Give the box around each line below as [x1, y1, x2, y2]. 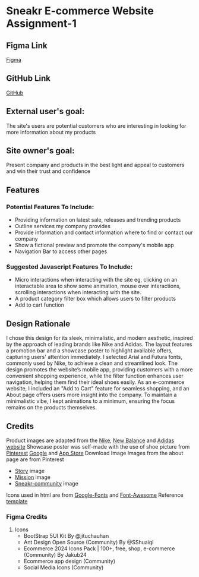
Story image [14, 468, 45, 475]
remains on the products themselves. [6, 404, 97, 411]
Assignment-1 [6, 17, 77, 30]
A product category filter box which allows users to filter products [14, 295, 176, 302]
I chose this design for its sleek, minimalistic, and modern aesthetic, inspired [6, 335, 193, 342]
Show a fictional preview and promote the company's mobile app [14, 242, 174, 249]
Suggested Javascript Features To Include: [6, 263, 133, 271]
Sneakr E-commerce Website [6, 4, 154, 18]
